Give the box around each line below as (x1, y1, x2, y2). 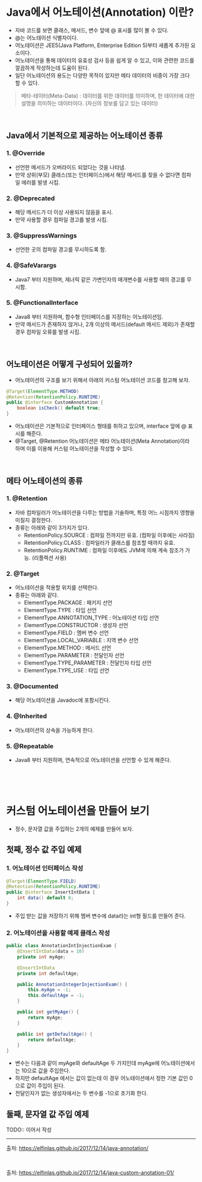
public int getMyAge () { (17, 1009, 79, 1015)
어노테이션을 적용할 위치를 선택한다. (14, 584, 99, 591)
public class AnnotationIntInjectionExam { (6, 943, 117, 949)
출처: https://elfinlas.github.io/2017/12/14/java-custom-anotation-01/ (6, 1169, 174, 1176)
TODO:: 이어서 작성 (6, 1126, 52, 1133)
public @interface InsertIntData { (6, 889, 96, 895)
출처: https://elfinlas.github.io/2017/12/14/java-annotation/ (6, 1144, 149, 1151)
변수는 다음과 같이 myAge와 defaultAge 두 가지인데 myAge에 (14, 1060, 160, 1067)
